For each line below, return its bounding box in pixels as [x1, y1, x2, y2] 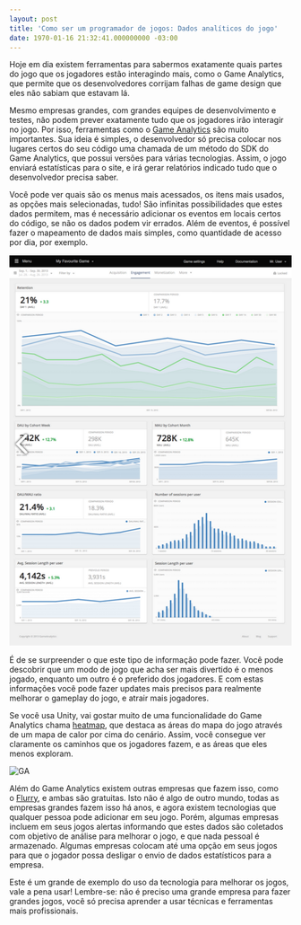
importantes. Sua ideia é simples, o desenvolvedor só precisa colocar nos [9, 134, 282, 145]
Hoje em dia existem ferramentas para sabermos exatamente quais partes [9, 59, 283, 70]
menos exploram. [9, 748, 73, 759]
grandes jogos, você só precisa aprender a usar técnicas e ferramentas [9, 895, 273, 906]
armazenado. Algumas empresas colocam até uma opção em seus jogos [9, 840, 278, 850]
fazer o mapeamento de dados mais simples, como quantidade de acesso [9, 227, 282, 238]
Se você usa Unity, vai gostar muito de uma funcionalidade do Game [9, 709, 262, 720]
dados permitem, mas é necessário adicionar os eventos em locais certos [9, 208, 281, 219]
